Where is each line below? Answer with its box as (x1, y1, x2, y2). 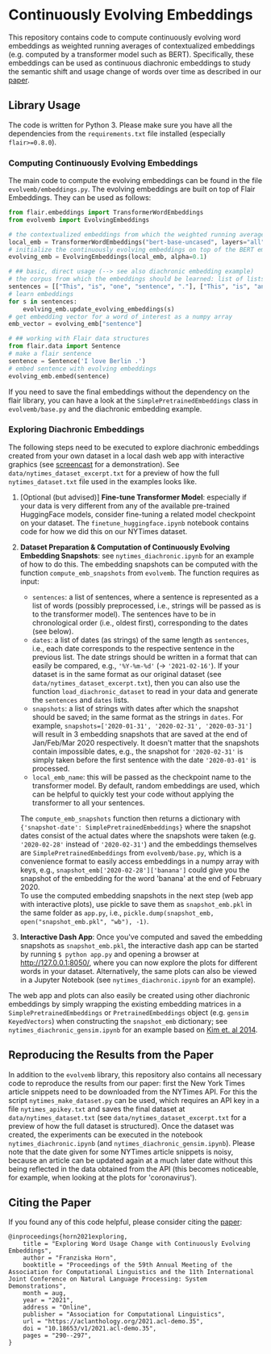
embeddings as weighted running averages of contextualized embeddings (8, 40, 256, 50)
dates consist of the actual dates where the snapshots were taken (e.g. (19, 830, 256, 840)
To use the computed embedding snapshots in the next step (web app (19, 890, 254, 901)
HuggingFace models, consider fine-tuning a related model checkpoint (19, 509, 256, 519)
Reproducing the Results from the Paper (8, 1048, 214, 1062)
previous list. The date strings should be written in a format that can (31, 652, 258, 662)
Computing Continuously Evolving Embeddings (8, 157, 198, 169)
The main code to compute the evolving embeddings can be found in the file (8, 176, 263, 186)
